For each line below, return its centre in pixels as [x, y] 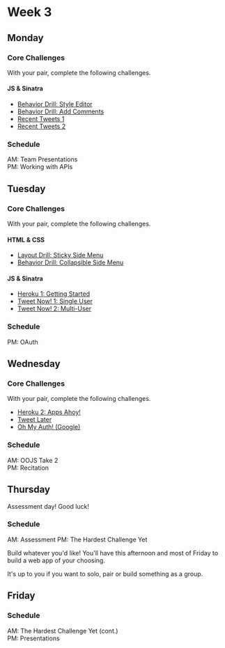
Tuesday [26, 189]
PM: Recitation [28, 468]
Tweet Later [34, 420]
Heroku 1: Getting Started [54, 294]
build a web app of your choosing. [56, 560]
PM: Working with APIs [40, 167]
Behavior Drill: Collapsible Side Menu [70, 262]
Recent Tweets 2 [41, 127]
